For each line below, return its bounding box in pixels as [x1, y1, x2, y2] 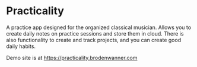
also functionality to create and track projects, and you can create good [6, 36, 182, 43]
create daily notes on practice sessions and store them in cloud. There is [6, 30, 184, 37]
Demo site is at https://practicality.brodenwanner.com [6, 54, 138, 61]
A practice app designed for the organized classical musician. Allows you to [6, 24, 192, 31]
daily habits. [6, 43, 36, 50]
